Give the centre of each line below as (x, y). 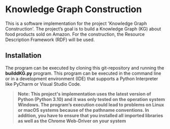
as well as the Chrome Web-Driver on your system (72, 121)
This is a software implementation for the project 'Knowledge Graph (76, 23)
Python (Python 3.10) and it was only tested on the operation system (91, 99)
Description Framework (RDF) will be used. (50, 40)
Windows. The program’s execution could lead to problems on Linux (91, 105)
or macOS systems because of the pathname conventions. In (83, 110)
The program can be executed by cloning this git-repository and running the (85, 68)
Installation (23, 56)
